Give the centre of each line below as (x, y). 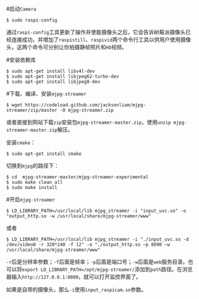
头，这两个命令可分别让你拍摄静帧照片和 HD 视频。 (67, 47)
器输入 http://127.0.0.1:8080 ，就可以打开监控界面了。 (74, 277)
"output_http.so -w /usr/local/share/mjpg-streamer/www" (79, 216)
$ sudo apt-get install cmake (44, 154)
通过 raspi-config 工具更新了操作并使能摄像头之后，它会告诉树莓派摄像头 (96, 32)
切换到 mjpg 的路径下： (33, 166)
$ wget (14, 105)
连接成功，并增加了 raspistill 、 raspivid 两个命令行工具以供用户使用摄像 (101, 40)
